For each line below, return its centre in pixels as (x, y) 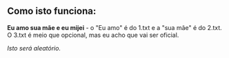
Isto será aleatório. (34, 48)
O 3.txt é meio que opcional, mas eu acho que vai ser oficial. (93, 35)
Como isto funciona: (52, 11)
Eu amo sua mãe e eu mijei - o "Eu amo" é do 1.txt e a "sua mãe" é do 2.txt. (114, 27)
